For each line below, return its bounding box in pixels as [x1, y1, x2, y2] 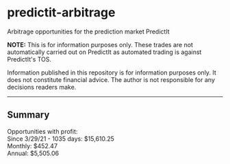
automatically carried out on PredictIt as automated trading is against [7, 48, 202, 56]
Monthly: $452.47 [7, 141, 58, 150]
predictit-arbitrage [7, 5, 116, 20]
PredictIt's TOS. [7, 55, 52, 63]
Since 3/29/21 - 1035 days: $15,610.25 [7, 135, 115, 143]
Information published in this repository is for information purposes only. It [7, 68, 217, 77]
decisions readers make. [7, 83, 77, 91]
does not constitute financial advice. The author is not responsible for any [7, 75, 216, 83]
